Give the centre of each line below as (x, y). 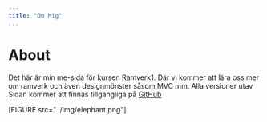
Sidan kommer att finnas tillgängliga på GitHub (85, 94)
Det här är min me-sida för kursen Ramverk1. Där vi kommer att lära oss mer (134, 77)
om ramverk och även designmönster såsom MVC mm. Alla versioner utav (131, 85)
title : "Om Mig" (35, 16)
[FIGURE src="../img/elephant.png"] (67, 109)
